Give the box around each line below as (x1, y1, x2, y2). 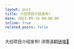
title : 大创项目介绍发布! (5, 12, 51, 16)
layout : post (5, 7, 31, 12)
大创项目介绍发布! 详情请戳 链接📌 (5, 39, 70, 45)
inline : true (5, 20, 31, 25)
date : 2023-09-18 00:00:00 (5, 16, 59, 21)
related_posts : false (5, 25, 49, 30)
